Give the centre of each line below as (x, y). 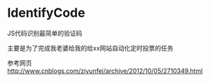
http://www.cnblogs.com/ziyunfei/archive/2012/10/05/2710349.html (105, 71)
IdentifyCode (46, 13)
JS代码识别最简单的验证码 (45, 33)
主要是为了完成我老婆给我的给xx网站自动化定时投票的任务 (90, 48)
